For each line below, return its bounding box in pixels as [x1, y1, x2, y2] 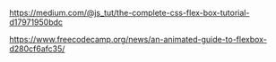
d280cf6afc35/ [9, 43, 65, 54]
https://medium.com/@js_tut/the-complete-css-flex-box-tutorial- [9, 8, 250, 18]
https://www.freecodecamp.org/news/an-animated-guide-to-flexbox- [9, 35, 267, 44]
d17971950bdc [9, 17, 64, 27]
